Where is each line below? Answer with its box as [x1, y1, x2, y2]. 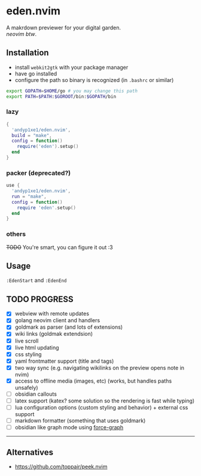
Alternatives [6, 447, 54, 457]
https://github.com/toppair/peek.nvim [14, 463, 108, 471]
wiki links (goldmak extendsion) [14, 331, 93, 338]
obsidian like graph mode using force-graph [14, 424, 124, 431]
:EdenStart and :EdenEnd [6, 277, 67, 284]
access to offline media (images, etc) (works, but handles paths [14, 377, 172, 384]
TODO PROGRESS [6, 294, 74, 304]
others [6, 230, 26, 238]
